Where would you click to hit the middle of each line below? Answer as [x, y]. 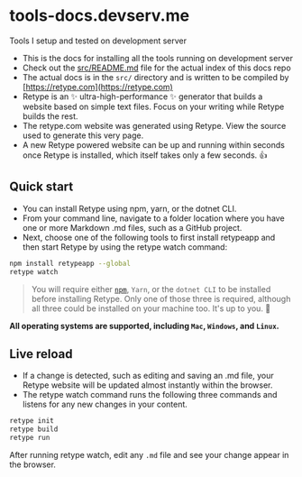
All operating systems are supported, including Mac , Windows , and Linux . [144, 326]
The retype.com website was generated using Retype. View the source [154, 125]
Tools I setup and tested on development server [98, 41]
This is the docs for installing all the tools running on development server [157, 58]
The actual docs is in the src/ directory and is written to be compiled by [156, 77]
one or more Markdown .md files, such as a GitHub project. [132, 227]
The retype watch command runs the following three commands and [150, 395]
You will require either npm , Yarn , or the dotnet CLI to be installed [151, 289]
